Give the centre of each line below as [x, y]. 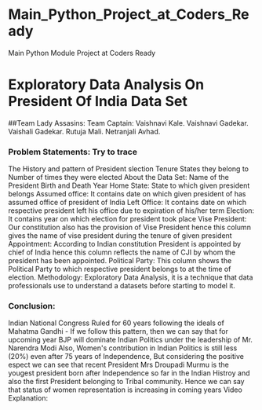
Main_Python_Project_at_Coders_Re [129, 15]
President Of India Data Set [98, 102]
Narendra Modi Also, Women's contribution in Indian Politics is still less [123, 348]
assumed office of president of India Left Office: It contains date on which [127, 203]
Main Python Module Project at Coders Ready [82, 53]
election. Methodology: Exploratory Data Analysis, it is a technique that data [131, 277]
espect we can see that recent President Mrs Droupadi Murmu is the [118, 365]
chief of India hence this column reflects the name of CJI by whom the [122, 252]
